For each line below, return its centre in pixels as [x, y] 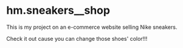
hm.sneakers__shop [58, 10]
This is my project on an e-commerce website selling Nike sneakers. [92, 27]
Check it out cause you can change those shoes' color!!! [77, 38]
